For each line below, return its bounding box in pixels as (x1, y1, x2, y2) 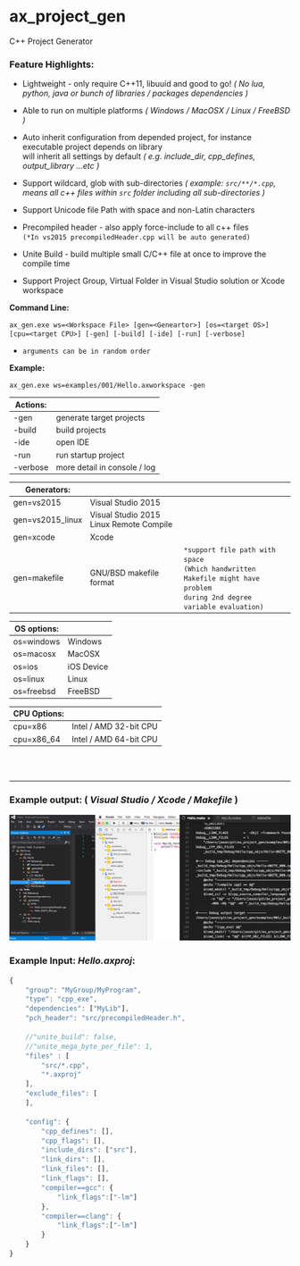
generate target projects (55, 412, 146, 423)
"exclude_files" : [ (25, 1089, 98, 1098)
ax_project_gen (9, 6, 127, 27)
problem (183, 583, 212, 592)
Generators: (25, 484, 71, 495)
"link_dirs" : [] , (41, 1155, 105, 1164)
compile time (21, 258, 71, 269)
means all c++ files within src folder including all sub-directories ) (21, 188, 266, 198)
